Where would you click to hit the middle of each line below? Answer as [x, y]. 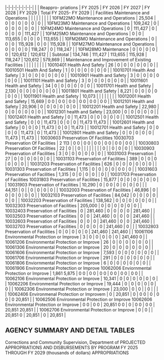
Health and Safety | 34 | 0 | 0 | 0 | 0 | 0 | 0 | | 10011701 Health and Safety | [80, 86]
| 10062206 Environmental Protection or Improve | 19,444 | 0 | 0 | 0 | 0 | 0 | [81, 284]
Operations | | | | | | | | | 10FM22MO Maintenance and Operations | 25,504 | [80, 18]
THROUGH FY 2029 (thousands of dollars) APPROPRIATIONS [67, 353]
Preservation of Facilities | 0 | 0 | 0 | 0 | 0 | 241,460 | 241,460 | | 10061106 [79, 231]
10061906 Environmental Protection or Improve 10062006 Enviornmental [78, 268]
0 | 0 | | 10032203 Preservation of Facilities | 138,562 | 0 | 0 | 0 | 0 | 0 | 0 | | [81, 200]
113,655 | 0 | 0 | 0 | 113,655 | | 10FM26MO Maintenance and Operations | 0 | [81, 39]
